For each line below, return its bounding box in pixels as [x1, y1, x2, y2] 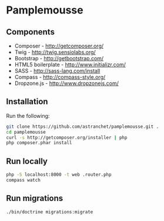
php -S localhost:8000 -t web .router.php [6, 172, 112, 178]
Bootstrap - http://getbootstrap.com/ [14, 55, 104, 62]
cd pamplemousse [6, 129, 46, 135]
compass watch [6, 177, 41, 183]
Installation [6, 97, 48, 107]
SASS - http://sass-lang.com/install [14, 67, 101, 74]
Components [6, 27, 55, 37]
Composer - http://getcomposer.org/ [14, 42, 104, 49]
